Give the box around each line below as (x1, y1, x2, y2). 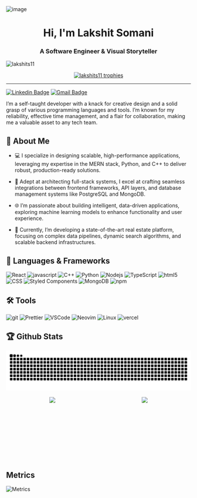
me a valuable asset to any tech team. (6, 119, 98, 126)
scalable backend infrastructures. (14, 239, 96, 246)
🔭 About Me (6, 136, 50, 146)
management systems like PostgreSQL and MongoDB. (14, 190, 145, 198)
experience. (14, 215, 44, 222)
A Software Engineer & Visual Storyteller (39, 47, 158, 55)
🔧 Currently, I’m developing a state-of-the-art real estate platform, (14, 226, 174, 233)
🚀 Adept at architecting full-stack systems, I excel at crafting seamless (14, 178, 185, 185)
